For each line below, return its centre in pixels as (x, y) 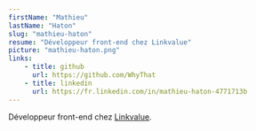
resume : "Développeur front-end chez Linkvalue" (100, 42)
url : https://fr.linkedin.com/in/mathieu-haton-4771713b (140, 91)
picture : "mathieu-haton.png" (64, 50)
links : (20, 58)
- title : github (55, 67)
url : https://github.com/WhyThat (94, 75)
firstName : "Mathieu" (48, 17)
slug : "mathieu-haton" (50, 34)
